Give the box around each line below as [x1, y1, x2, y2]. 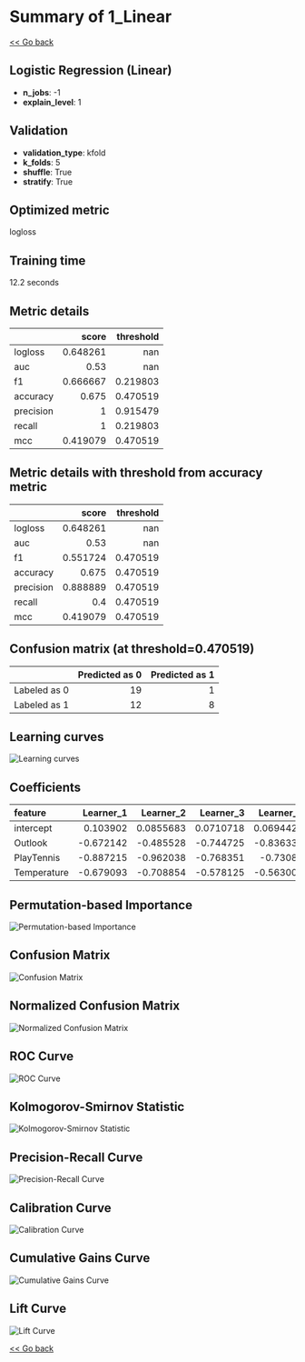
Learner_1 [83, 806, 128, 819]
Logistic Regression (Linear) [9, 63, 172, 78]
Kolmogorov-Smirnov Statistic [9, 1098, 185, 1115]
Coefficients [9, 779, 82, 795]
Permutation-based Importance [9, 897, 193, 913]
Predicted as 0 [77, 668, 143, 681]
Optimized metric [9, 202, 111, 217]
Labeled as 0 [14, 684, 70, 696]
